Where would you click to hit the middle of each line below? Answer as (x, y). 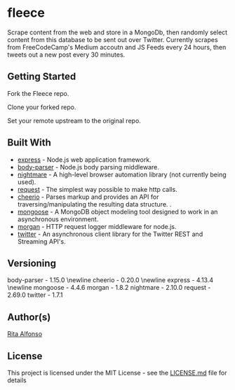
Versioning (32, 263)
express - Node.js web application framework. (85, 160)
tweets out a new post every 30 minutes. (66, 55)
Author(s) (29, 317)
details (17, 380)
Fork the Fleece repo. (38, 93)
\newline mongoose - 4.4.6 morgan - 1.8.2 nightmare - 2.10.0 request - (109, 288)
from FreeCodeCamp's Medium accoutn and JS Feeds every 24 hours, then (117, 47)
